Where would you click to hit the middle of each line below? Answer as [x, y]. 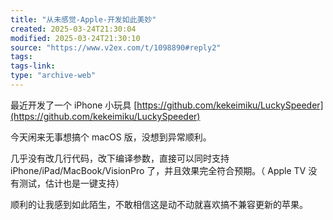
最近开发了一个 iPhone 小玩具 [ [74, 105]
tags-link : [33, 66]
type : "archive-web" [53, 76]
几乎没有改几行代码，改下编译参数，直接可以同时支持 [120, 158]
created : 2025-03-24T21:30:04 [73, 29]
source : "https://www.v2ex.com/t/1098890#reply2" [116, 47]
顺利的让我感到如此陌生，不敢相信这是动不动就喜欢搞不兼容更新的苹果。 [159, 204]
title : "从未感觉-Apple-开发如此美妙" [83, 19]
